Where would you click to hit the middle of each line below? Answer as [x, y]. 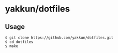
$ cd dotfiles [19, 42]
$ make [12, 46]
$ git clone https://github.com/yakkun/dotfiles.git [59, 38]
